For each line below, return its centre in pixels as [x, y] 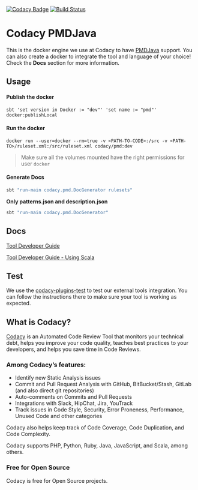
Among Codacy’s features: [46, 365]
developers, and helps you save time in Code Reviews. [73, 349]
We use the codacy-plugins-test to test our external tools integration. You [97, 290]
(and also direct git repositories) [54, 390]
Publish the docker [30, 97]
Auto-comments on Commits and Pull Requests [73, 397]
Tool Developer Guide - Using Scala [50, 257]
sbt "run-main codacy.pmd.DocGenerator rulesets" [70, 190]
